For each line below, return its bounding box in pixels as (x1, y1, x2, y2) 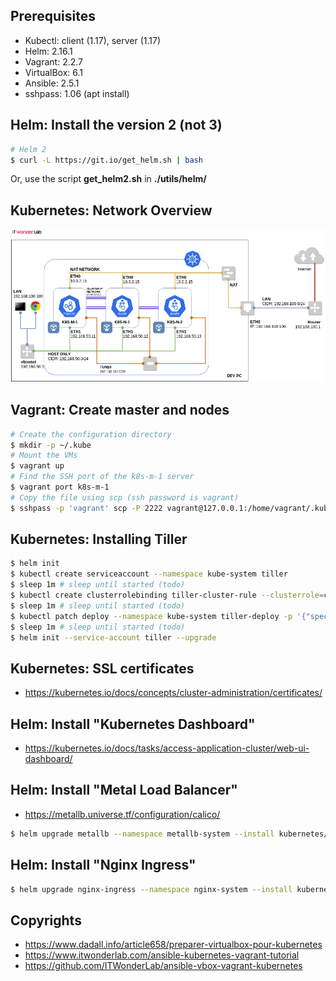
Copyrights (10, 912, 82, 929)
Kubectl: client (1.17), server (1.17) (24, 34, 162, 46)
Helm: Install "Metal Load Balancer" (10, 782, 238, 799)
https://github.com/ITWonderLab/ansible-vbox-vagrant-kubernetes (24, 960, 303, 972)
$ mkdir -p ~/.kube (10, 440, 92, 450)
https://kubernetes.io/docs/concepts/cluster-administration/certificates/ (24, 687, 323, 699)
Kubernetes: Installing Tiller (10, 531, 188, 548)
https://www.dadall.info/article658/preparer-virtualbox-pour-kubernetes (24, 939, 323, 951)
